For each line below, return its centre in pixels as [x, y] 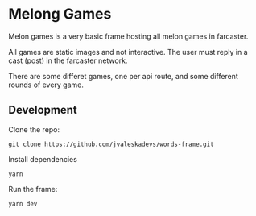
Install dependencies [43, 159]
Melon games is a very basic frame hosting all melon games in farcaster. [128, 36]
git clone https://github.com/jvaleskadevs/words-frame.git [111, 144]
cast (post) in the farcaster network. [68, 60]
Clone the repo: [34, 129]
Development [43, 110]
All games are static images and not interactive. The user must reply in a [128, 52]
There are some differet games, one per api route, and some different [124, 76]
